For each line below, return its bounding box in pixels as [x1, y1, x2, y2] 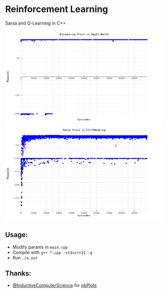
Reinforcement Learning [5, 4, 108, 15]
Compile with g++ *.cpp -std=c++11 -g [12, 249, 92, 255]
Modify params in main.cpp [12, 244, 68, 250]
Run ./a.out [12, 254, 38, 260]
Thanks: [5, 269, 31, 277]
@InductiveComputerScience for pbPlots [12, 282, 97, 288]
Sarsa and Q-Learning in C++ [5, 20, 66, 26]
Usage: [5, 231, 28, 239]
